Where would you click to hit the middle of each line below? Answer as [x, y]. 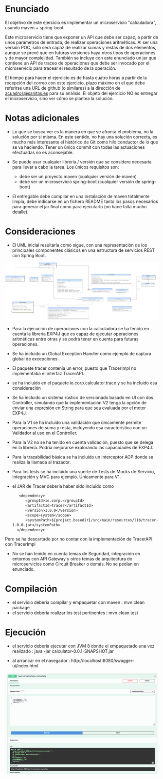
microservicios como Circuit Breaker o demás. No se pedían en [75, 564]
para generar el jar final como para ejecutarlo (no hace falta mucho [79, 206]
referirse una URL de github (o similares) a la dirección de [63, 88]
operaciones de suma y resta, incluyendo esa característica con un [79, 427]
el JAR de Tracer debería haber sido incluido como [63, 486]
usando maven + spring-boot [34, 27]
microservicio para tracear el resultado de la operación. [61, 68]
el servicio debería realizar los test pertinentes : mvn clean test [75, 613]
